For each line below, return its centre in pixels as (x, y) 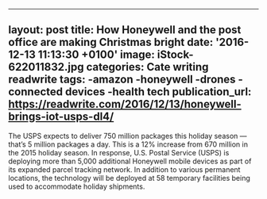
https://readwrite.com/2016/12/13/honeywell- (125, 104)
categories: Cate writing (147, 67)
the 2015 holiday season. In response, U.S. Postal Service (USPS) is (119, 152)
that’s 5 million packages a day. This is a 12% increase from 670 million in (128, 144)
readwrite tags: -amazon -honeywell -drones (122, 80)
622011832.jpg (46, 67)
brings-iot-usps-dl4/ (61, 117)
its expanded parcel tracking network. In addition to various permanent (124, 169)
